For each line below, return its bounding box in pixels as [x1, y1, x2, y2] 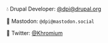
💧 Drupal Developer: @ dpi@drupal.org [6, 6, 102, 12]
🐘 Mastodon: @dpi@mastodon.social [6, 18, 95, 25]
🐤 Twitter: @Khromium [6, 29, 63, 36]
